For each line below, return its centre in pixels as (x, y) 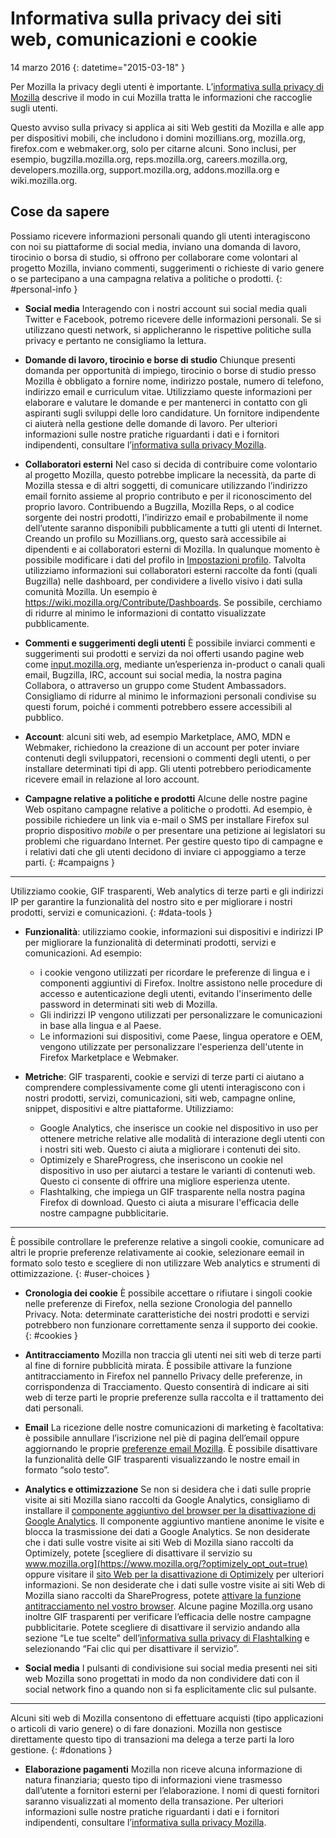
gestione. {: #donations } (61, 1749)
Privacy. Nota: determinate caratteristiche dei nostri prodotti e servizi (167, 1314)
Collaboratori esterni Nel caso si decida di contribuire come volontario (171, 464)
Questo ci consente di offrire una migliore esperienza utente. (165, 1181)
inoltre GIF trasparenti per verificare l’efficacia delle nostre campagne (168, 1616)
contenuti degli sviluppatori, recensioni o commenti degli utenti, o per (168, 758)
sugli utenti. (34, 108)
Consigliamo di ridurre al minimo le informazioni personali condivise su (170, 696)
